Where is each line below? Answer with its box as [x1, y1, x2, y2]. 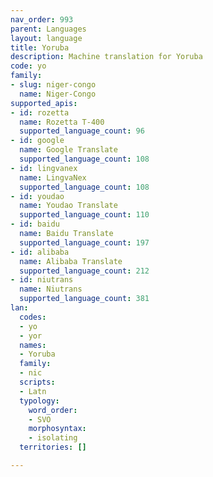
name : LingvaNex [19, 172, 87, 183]
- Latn [19, 386, 47, 396]
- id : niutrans [10, 275, 74, 285]
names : [19, 340, 47, 350]
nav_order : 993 [10, 14, 74, 25]
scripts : [19, 377, 56, 387]
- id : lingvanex [10, 163, 78, 173]
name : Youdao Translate [19, 201, 118, 211]
